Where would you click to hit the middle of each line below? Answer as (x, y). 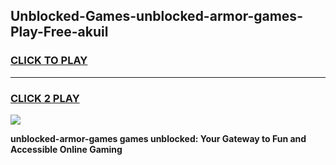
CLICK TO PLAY (49, 61)
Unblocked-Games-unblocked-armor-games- (156, 16)
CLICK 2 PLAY (45, 98)
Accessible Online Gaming (66, 149)
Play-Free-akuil (59, 32)
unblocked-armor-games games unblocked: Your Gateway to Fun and (158, 138)
